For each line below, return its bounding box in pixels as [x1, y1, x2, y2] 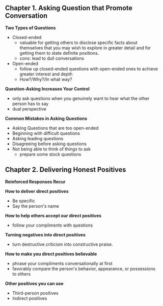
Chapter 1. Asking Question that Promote [5, 4, 133, 12]
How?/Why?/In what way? [19, 76, 72, 82]
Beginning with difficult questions [12, 130, 80, 136]
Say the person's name [12, 203, 59, 209]
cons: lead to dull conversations [19, 55, 84, 61]
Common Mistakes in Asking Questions [5, 115, 87, 121]
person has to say [12, 101, 49, 107]
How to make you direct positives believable [5, 251, 97, 257]
